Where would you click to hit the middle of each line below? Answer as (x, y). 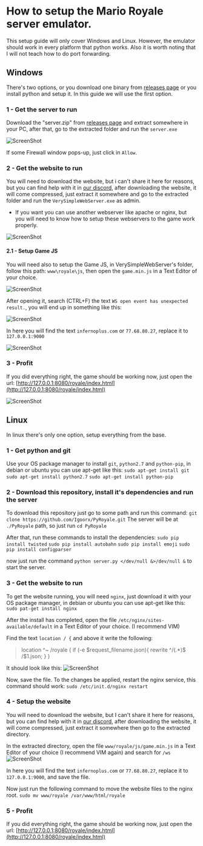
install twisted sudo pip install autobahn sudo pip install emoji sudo (98, 544)
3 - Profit (20, 363)
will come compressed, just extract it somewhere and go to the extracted (98, 194)
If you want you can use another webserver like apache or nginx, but (101, 213)
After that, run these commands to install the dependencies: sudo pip (93, 538)
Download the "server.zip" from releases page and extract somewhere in (97, 123)
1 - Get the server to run (42, 109)
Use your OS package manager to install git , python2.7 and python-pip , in (98, 463)
